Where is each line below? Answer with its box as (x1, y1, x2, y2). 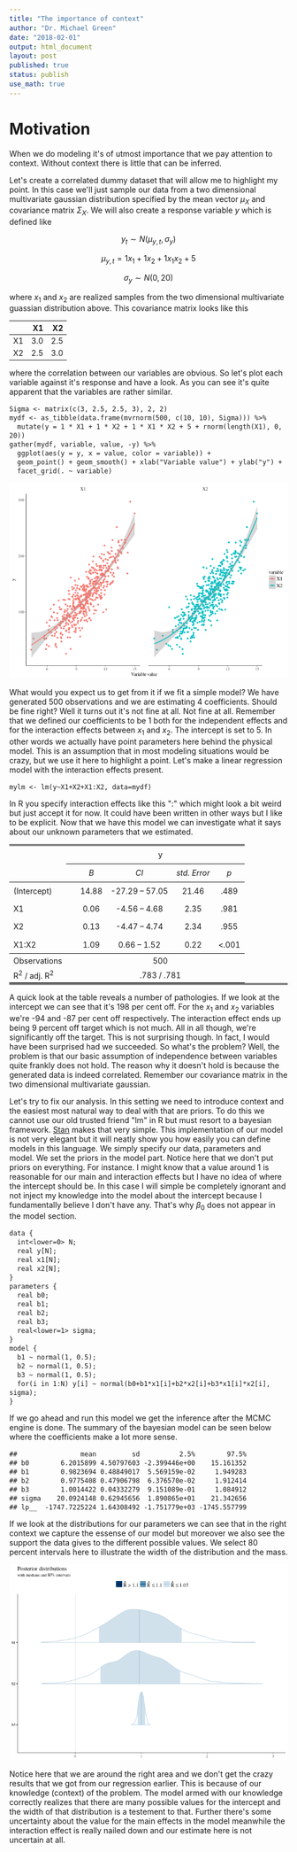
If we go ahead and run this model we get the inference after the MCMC (9, 1413, 271, 1423)
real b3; (17, 1318, 49, 1327)
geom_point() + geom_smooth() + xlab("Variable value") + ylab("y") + (17, 457, 283, 467)
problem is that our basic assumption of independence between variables (9, 1050, 278, 1061)
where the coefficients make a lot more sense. (9, 1431, 179, 1443)
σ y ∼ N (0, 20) (123, 272, 174, 285)
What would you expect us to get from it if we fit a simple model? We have (9, 686, 280, 697)
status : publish (9, 71, 69, 80)
